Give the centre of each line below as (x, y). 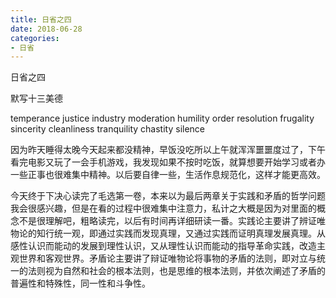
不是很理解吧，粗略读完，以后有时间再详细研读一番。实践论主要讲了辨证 (167, 221)
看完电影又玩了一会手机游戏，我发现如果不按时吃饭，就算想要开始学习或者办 (168, 162)
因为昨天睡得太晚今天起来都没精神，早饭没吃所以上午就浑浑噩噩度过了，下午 (168, 150)
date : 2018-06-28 (46, 29)
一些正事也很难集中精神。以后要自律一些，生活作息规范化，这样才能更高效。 (168, 175)
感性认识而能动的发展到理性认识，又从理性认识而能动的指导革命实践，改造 (163, 246)
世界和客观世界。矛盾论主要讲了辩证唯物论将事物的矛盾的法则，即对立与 (167, 258)
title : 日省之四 (41, 19)
